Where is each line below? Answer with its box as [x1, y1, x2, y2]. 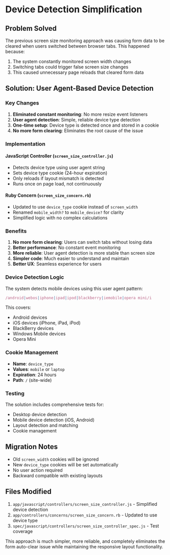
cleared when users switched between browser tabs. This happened [5, 43, 150, 49]
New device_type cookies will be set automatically [12, 461, 118, 467]
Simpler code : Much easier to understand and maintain [12, 255, 129, 262]
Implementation [5, 140, 46, 147]
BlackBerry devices [12, 325, 54, 332]
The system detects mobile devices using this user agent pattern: [5, 285, 143, 292]
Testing [5, 389, 25, 397]
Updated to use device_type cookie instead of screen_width [12, 204, 138, 210]
